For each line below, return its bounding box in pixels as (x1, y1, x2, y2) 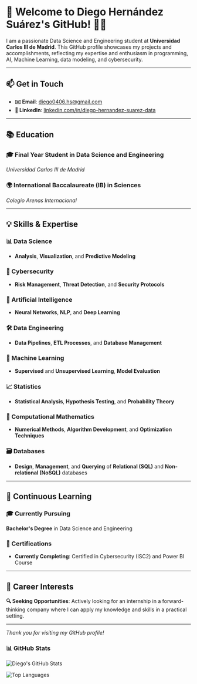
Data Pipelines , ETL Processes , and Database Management (14, 339, 162, 346)
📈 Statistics (6, 382, 42, 390)
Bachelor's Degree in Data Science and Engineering (6, 525, 133, 532)
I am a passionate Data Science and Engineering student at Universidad (6, 37, 181, 44)
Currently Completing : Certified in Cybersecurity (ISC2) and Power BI (14, 553, 185, 560)
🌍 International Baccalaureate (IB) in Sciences (6, 181, 141, 190)
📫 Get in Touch (6, 79, 64, 89)
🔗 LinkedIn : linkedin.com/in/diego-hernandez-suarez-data (14, 106, 156, 113)
